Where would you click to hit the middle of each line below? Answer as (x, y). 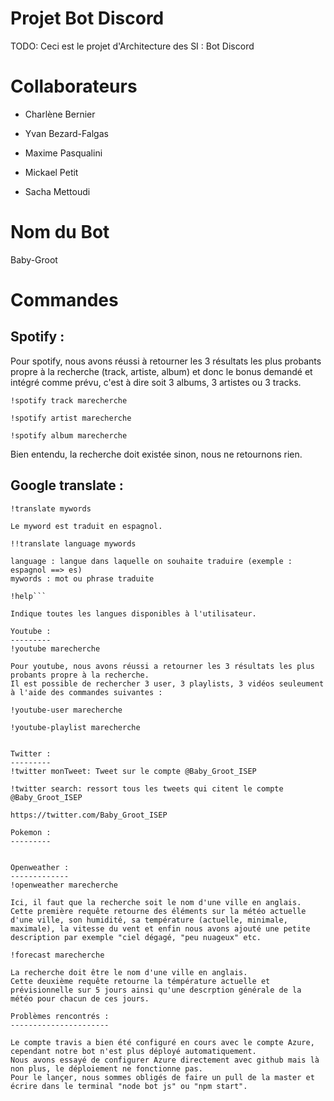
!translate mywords (51, 508)
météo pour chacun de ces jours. (80, 998)
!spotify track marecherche (69, 400)
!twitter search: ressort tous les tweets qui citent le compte (147, 788)
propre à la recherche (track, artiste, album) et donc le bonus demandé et (161, 371)
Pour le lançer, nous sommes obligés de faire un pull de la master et (162, 1077)
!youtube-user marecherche (66, 710)
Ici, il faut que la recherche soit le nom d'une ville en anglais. (156, 902)
